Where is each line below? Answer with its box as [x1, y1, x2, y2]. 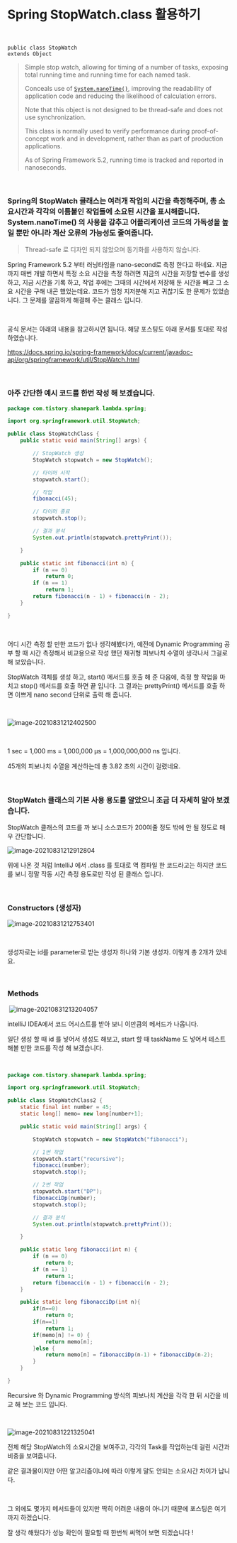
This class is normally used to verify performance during [24, 126, 190, 135]
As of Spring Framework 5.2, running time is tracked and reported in [24, 156, 224, 164]
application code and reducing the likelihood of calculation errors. [24, 92, 217, 100]
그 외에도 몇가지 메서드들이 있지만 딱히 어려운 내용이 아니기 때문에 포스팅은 [7, 1504, 214, 1512]
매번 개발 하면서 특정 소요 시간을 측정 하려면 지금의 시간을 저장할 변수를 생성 [20, 269, 230, 278]
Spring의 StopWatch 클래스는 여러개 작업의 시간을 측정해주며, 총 [7, 196, 217, 206]
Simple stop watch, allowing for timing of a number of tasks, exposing [24, 62, 229, 71]
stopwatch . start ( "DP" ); [33, 1188, 103, 1195]
